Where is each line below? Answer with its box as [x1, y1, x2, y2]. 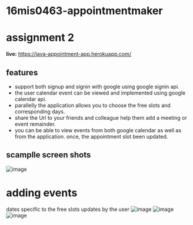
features [6, 68, 38, 78]
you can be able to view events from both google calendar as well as [14, 126, 181, 133]
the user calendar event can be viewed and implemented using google [14, 89, 186, 96]
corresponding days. [14, 108, 65, 115]
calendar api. [14, 95, 47, 102]
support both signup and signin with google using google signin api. [14, 83, 179, 90]
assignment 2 [6, 31, 75, 45]
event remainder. [14, 120, 56, 127]
